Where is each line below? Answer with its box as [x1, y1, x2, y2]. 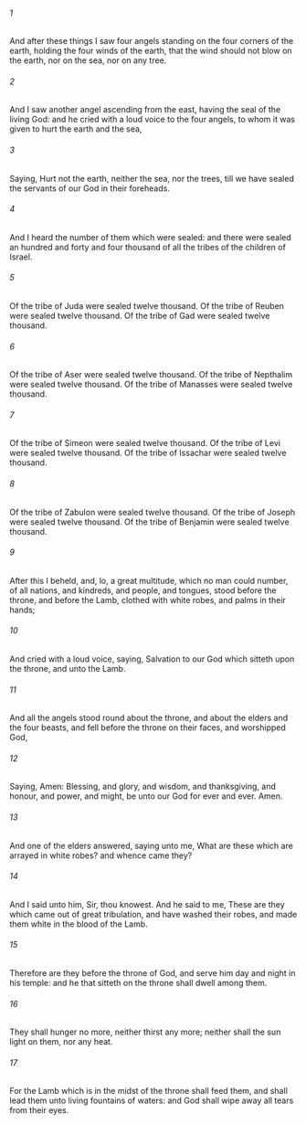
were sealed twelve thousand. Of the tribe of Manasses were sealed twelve [9, 379, 293, 390]
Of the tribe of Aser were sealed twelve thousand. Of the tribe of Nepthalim [9, 369, 293, 380]
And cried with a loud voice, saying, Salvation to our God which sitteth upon [9, 653, 295, 664]
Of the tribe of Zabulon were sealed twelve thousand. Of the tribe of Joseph [9, 506, 296, 517]
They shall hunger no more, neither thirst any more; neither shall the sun [9, 1026, 281, 1037]
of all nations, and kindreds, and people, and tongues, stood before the [9, 585, 277, 596]
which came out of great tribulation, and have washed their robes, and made [9, 908, 298, 919]
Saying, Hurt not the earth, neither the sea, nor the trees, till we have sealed [9, 173, 294, 184]
